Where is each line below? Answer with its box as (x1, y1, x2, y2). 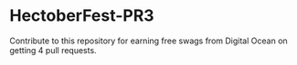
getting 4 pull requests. (9, 44, 98, 55)
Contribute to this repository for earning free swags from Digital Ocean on (9, 35, 288, 46)
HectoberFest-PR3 (9, 5, 154, 26)
